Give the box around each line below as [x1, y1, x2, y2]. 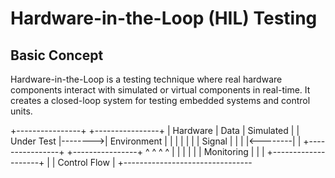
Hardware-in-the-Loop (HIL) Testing [10, 7, 318, 30]
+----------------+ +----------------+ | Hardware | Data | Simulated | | [10, 125, 300, 136]
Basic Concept [10, 47, 104, 64]
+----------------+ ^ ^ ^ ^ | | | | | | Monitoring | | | [66, 146, 265, 157]
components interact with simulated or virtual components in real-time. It [10, 84, 311, 96]
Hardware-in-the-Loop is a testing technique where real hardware [10, 73, 283, 85]
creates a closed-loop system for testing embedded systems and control [10, 95, 311, 106]
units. [10, 105, 33, 117]
